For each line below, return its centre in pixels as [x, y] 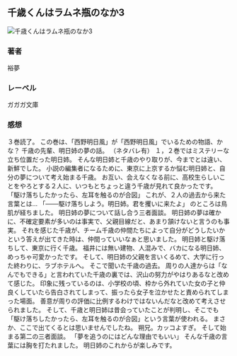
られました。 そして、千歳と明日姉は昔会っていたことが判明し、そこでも [113, 309]
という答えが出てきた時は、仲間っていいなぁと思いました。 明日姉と [107, 239]
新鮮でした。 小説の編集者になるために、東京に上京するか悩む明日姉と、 [113, 168]
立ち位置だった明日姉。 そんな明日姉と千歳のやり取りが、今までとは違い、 [117, 159]
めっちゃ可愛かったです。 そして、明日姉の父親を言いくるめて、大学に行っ [116, 256]
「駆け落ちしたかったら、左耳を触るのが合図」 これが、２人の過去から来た [117, 195]
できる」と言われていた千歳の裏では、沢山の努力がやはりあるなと [121, 274]
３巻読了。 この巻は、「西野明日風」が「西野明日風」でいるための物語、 [112, 142]
